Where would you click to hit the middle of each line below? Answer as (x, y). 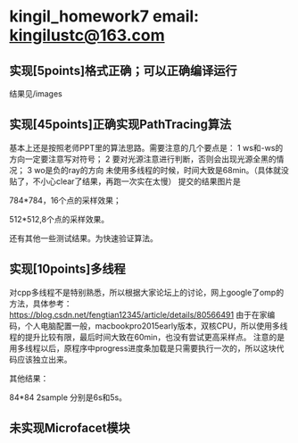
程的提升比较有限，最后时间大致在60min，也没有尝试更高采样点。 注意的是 (147, 337)
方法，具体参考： (41, 303)
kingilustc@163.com (87, 35)
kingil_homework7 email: (104, 17)
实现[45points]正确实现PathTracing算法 (120, 125)
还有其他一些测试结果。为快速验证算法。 (83, 238)
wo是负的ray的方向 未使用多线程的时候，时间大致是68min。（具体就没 (162, 170)
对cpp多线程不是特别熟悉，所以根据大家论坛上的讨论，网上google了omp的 (146, 292)
